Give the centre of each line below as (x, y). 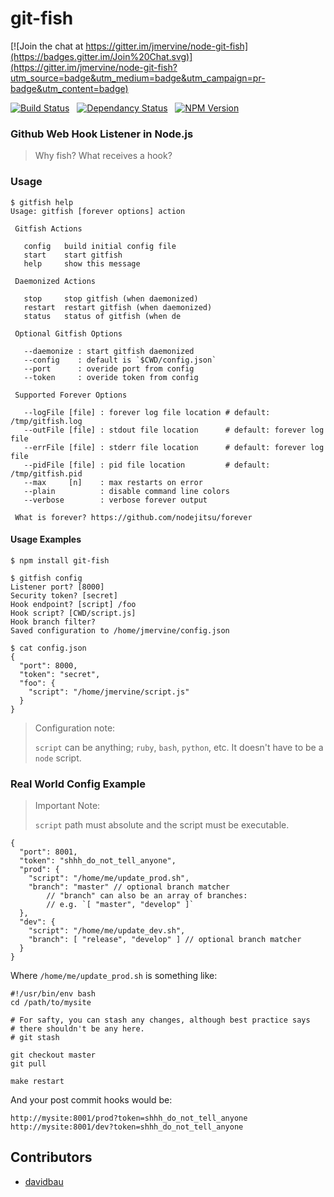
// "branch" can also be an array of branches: (147, 896)
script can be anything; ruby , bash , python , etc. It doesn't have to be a (179, 747)
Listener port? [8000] (57, 587)
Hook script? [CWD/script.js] (73, 613)
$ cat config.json (48, 648)
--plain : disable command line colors (126, 491)
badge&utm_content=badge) (69, 88)
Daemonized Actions (55, 281)
